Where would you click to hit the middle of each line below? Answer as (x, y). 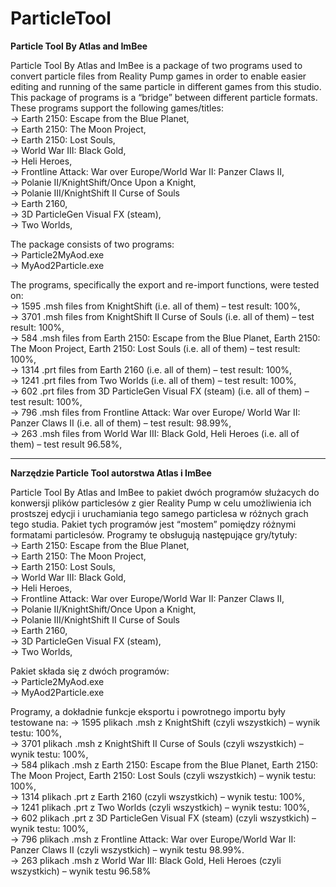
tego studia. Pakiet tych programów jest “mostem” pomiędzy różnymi (153, 524)
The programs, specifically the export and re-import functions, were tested (165, 284)
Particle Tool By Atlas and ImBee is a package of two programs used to (156, 65)
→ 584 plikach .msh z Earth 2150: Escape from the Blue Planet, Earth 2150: (164, 764)
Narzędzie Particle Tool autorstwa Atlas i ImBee (111, 473)
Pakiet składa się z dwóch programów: (90, 671)
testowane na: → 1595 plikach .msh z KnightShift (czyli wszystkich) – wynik (165, 722)
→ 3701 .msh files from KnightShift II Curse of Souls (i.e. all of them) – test (162, 316)
